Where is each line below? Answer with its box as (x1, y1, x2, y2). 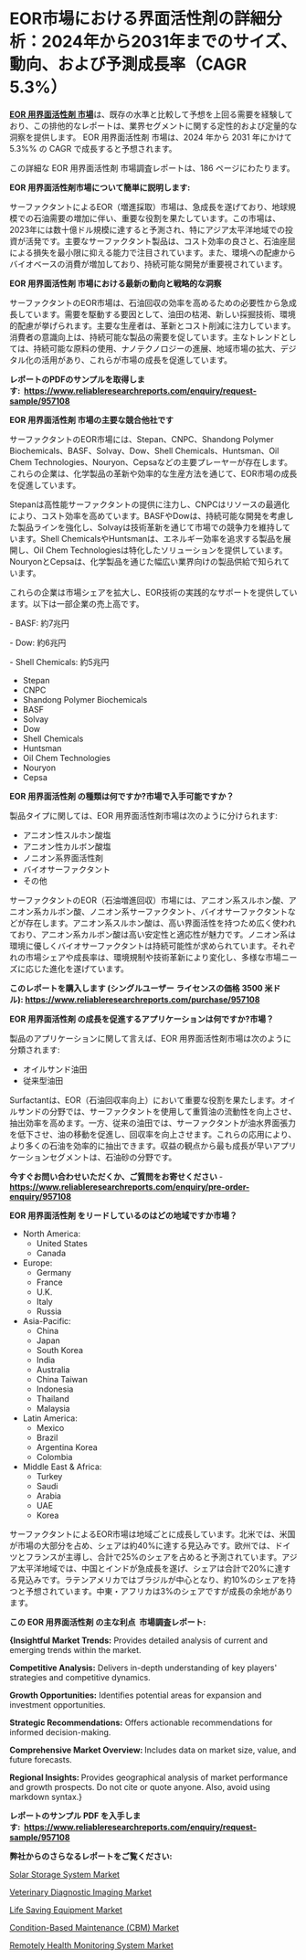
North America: (22, 1228, 80, 1239)
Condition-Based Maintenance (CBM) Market (9, 1922, 180, 1933)
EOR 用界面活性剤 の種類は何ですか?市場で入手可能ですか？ (9, 790, 235, 801)
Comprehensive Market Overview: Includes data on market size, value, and (9, 1744, 297, 1755)
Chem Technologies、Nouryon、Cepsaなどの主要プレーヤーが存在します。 (9, 456, 293, 467)
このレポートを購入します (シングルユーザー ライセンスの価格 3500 (9, 982, 263, 993)
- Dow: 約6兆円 (9, 637, 67, 648)
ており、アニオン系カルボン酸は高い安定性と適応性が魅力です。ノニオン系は (9, 928, 297, 939)
